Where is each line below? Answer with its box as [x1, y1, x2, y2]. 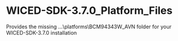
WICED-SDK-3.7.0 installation [6, 29, 77, 36]
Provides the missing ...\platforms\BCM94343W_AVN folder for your [6, 23, 172, 30]
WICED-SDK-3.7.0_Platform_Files [6, 4, 173, 17]
